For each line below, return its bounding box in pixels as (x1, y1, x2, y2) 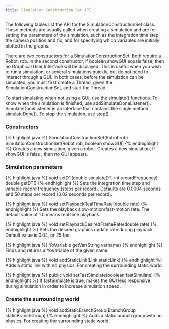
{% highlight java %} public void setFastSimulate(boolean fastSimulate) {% (5, 272, 160, 278)
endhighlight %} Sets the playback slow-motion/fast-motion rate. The (5, 206, 150, 212)
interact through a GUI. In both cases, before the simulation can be (5, 74, 144, 80)
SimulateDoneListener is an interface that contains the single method (5, 105, 149, 111)
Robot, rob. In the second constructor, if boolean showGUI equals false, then (5, 58, 164, 64)
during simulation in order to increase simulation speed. (5, 283, 121, 289)
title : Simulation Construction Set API (5, 7, 92, 13)
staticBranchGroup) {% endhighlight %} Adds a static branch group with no (5, 312, 162, 318)
